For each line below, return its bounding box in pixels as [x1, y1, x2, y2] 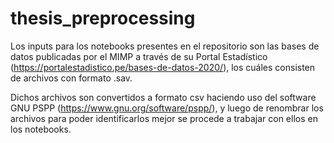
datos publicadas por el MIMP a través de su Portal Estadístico [10, 50, 268, 62]
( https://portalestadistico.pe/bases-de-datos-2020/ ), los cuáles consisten [10, 61, 316, 73]
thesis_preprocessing [10, 7, 196, 30]
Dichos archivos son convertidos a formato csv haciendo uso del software [10, 91, 317, 103]
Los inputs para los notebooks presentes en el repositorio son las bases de [10, 40, 320, 52]
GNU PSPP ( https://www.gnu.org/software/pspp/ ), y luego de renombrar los [10, 102, 324, 114]
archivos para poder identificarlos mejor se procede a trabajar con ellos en [10, 112, 318, 124]
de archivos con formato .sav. [10, 72, 133, 84]
